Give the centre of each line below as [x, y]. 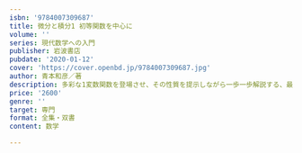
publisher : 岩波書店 [45, 51]
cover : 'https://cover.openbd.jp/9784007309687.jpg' [110, 68]
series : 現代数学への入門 [53, 43]
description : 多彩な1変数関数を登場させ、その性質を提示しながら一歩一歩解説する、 [148, 85]
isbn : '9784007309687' [52, 18]
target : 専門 [32, 110]
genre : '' [28, 101]
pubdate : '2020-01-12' [52, 59]
